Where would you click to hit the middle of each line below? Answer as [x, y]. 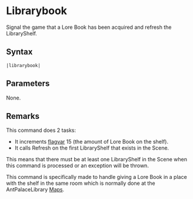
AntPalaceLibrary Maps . [35, 190]
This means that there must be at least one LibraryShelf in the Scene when [96, 160]
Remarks [23, 116]
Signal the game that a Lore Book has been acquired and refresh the [89, 27]
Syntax [19, 52]
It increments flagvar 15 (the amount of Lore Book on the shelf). [91, 142]
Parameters [28, 84]
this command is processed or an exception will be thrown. [77, 165]
